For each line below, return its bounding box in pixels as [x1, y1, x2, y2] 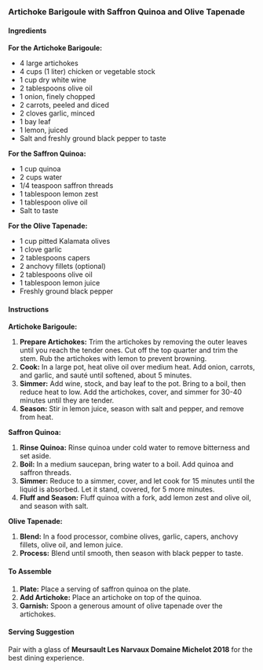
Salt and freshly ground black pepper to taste [19, 134, 166, 143]
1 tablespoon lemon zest [19, 190, 99, 199]
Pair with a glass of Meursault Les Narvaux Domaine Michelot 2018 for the [8, 644, 253, 654]
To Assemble [8, 566, 53, 576]
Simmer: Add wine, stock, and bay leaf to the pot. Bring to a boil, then [19, 379, 246, 388]
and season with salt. [19, 502, 89, 511]
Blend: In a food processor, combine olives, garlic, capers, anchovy [19, 532, 239, 541]
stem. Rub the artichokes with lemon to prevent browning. [19, 354, 207, 363]
